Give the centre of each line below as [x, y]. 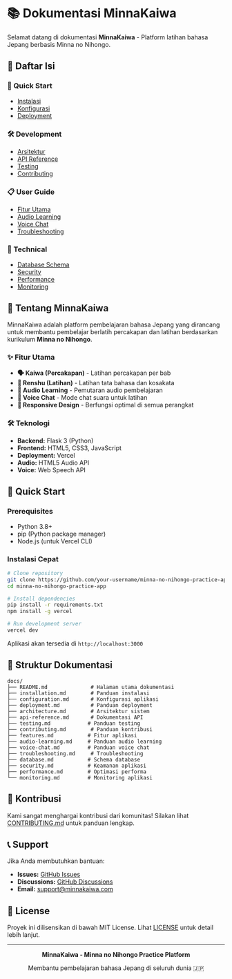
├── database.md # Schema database [74, 759]
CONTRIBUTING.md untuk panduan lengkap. [71, 823]
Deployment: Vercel [46, 455]
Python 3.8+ [35, 526]
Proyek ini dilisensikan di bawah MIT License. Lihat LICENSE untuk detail [110, 928]
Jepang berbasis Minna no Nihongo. [59, 44]
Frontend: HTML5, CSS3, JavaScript [69, 448]
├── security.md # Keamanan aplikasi [77, 766]
